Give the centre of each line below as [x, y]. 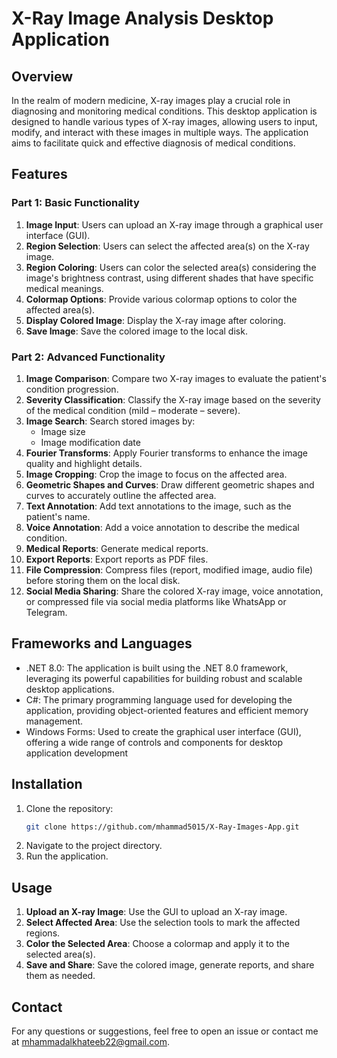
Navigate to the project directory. [94, 846]
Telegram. [46, 612]
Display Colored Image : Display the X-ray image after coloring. [155, 320]
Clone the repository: [69, 808]
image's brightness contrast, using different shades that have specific [169, 278]
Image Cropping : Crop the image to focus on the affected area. [156, 474]
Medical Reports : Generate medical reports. [117, 548]
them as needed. [60, 976]
